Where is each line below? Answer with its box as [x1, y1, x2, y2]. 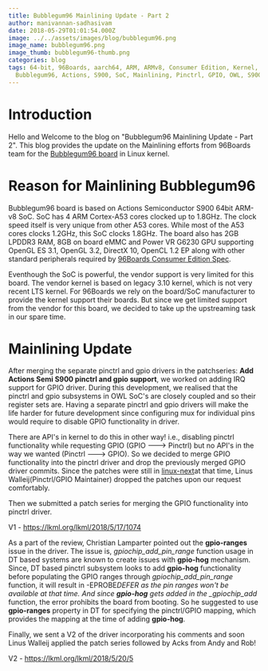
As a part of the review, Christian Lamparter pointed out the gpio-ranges [8, 538, 247, 547]
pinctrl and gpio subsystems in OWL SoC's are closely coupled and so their [8, 392, 257, 401]
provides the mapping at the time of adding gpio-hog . [8, 614, 186, 624]
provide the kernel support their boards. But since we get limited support [8, 294, 247, 304]
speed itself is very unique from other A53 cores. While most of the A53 [8, 220, 245, 230]
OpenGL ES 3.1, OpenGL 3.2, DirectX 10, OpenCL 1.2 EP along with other [8, 245, 246, 255]
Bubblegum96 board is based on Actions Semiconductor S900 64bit [8, 203, 234, 212]
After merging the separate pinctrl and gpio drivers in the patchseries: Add [8, 366, 254, 376]
